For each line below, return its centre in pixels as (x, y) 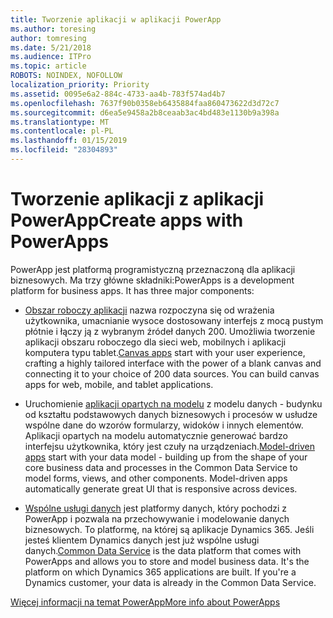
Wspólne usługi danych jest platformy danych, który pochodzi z (156, 508)
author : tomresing (48, 38)
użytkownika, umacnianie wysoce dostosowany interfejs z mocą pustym (174, 320)
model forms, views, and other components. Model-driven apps (156, 478)
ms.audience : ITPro (51, 57)
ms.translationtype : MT (60, 122)
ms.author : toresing (53, 29)
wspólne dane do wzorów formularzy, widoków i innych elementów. (164, 425)
